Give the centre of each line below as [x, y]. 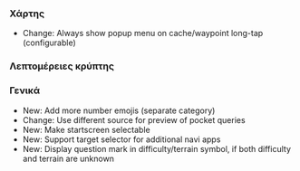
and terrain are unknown [68, 158]
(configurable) [49, 43]
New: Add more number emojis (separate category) [119, 110]
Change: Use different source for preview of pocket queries [134, 119]
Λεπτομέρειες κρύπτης [62, 66]
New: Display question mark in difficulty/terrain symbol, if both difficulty [157, 148]
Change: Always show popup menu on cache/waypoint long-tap [143, 33]
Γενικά [25, 90]
